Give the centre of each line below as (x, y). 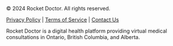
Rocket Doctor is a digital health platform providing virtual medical (87, 31)
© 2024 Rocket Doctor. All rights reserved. (58, 8)
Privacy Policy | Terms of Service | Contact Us (63, 20)
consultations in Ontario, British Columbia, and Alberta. (73, 37)
